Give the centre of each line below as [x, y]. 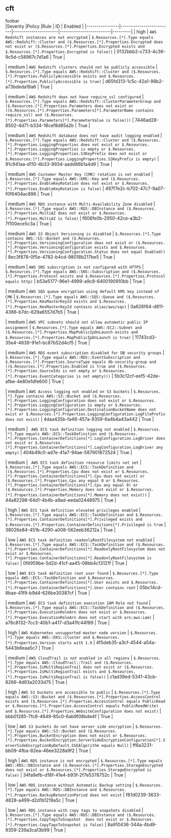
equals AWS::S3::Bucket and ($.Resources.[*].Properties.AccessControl [83, 697]
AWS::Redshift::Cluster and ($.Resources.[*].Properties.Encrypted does [84, 42]
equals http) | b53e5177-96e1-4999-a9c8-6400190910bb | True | [75, 281]
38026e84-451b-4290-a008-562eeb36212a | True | [60, 530]
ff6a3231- [143, 745]
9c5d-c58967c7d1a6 [27, 57]
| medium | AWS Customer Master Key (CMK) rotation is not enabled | [79, 174]
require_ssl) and [24, 115]
